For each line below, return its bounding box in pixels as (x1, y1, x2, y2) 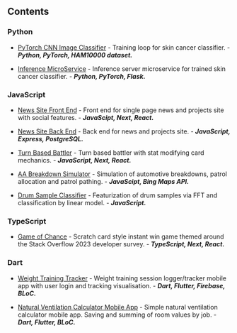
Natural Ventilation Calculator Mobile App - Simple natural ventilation (17, 302, 218, 311)
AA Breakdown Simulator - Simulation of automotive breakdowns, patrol (17, 170, 228, 178)
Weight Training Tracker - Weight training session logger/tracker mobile (17, 273, 227, 283)
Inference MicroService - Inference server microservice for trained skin (17, 64, 226, 73)
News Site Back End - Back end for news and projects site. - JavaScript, (17, 127, 231, 136)
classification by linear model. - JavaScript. (17, 198, 146, 207)
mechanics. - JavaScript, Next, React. (17, 155, 132, 164)
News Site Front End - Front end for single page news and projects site (17, 106, 224, 114)
